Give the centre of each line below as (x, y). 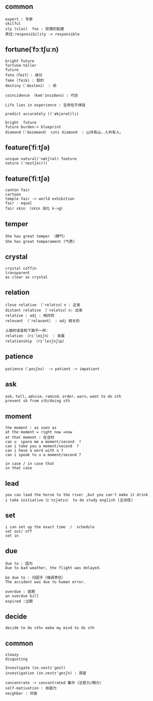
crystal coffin (21, 268)
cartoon (13, 195)
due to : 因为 (19, 563)
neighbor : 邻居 (21, 694)
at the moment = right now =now (39, 432)
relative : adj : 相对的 (30, 315)
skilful (13, 23)
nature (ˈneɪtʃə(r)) (27, 163)
